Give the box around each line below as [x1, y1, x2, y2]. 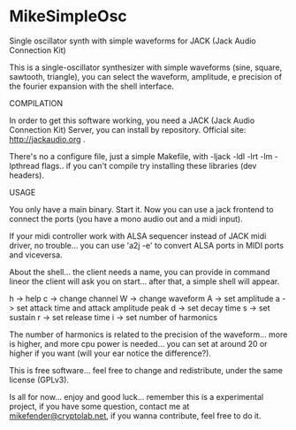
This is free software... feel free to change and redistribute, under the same [9, 365, 283, 375]
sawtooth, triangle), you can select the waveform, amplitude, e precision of [9, 71, 283, 81]
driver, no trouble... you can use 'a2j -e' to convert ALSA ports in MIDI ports [9, 240, 285, 250]
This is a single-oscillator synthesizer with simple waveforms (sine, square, [9, 62, 283, 73]
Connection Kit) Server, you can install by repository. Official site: [9, 124, 247, 134]
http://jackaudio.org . [9, 134, 86, 144]
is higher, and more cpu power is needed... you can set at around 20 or [9, 338, 268, 349]
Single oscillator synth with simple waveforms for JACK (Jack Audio [9, 35, 256, 46]
